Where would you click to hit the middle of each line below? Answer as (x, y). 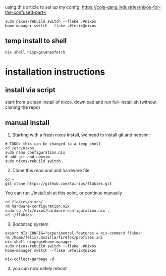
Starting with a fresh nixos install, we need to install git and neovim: (81, 135)
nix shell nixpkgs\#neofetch (35, 52)
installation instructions (55, 72)
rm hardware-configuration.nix (37, 206)
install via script (30, 90)
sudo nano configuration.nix (35, 152)
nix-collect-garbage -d (30, 259)
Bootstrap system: (31, 224)
